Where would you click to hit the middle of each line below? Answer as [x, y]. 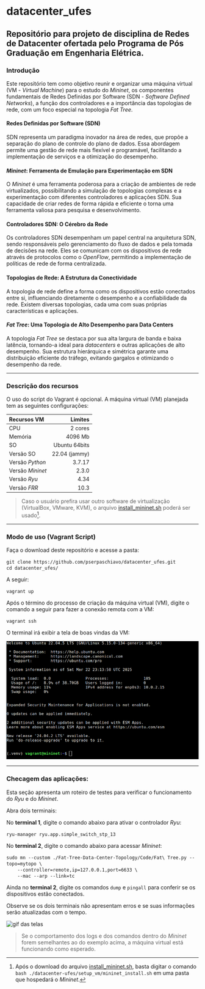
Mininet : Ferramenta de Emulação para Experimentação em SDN [89, 171]
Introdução [23, 70]
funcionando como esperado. [59, 949]
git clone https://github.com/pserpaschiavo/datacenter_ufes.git [91, 562]
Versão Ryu [23, 479]
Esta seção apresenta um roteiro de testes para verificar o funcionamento [99, 792]
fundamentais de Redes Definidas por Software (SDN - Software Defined [98, 97]
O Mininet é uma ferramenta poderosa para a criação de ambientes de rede [101, 184]
